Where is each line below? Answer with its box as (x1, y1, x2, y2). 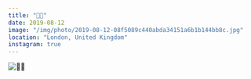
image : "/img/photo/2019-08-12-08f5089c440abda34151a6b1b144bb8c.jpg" (8, 26, 244, 34)
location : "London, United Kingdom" (8, 33, 128, 41)
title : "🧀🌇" (8, 11, 47, 20)
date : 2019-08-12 (8, 19, 65, 27)
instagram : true (8, 41, 61, 48)
